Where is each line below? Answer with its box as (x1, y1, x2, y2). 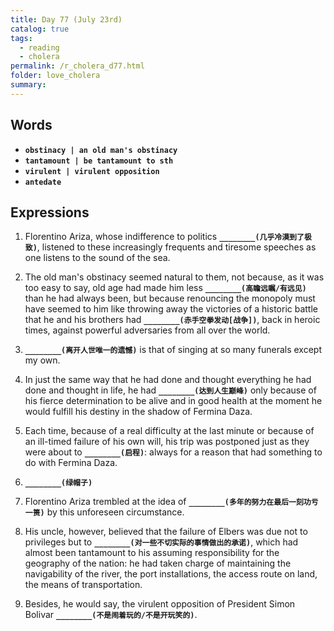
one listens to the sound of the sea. (24, 252, 171, 264)
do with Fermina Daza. (24, 457, 118, 469)
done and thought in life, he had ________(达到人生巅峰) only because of (24, 384, 317, 396)
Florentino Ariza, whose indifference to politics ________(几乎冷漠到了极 (24, 231, 312, 243)
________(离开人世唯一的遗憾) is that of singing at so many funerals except (24, 344, 322, 356)
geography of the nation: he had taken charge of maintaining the (24, 557, 292, 570)
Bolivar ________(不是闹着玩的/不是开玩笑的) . (24, 609, 198, 621)
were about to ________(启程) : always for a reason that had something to (24, 446, 323, 458)
